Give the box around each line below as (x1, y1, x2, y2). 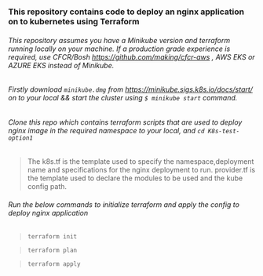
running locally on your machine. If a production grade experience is (8, 44, 231, 53)
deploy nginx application (8, 208, 89, 217)
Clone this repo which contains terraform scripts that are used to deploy (8, 117, 243, 127)
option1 (8, 134, 34, 142)
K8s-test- (207, 127, 240, 135)
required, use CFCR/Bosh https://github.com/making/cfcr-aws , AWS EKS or (8, 52, 255, 61)
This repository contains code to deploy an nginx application (8, 6, 245, 17)
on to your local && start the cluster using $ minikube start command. (8, 93, 238, 103)
